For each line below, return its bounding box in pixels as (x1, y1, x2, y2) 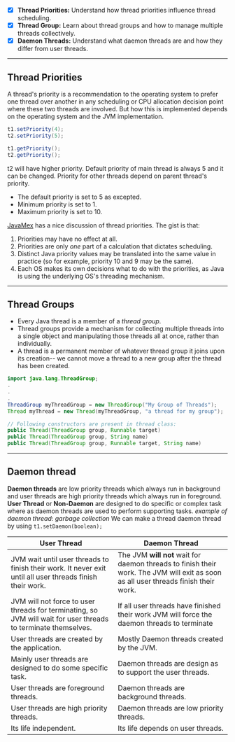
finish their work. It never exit (10, 563, 106, 573)
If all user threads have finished (117, 601, 221, 610)
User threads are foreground (10, 682, 105, 692)
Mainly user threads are (10, 654, 89, 664)
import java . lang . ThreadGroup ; (7, 375, 99, 382)
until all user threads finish (10, 572, 98, 582)
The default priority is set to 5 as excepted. (17, 192, 142, 201)
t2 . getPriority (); (7, 151, 61, 158)
